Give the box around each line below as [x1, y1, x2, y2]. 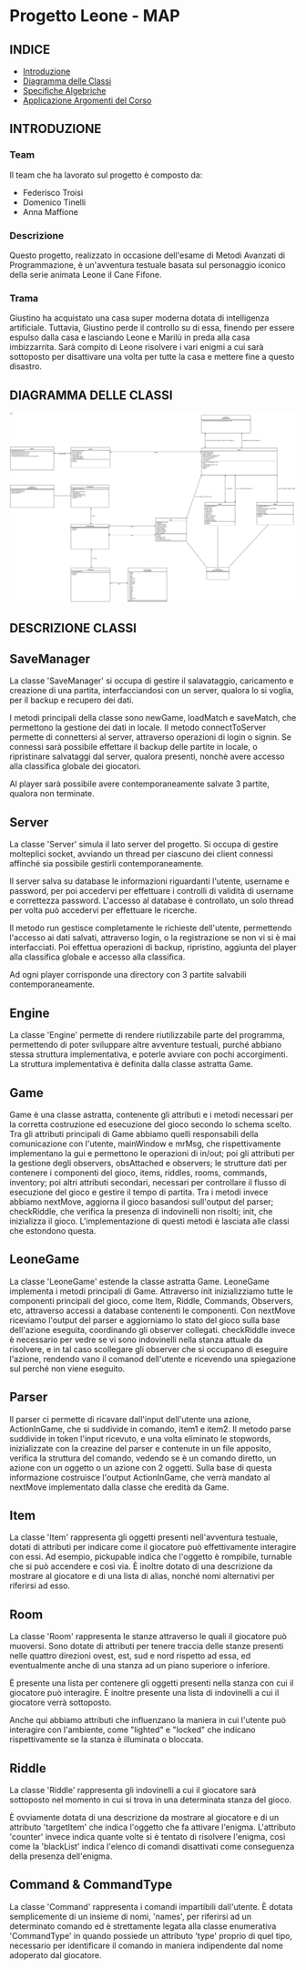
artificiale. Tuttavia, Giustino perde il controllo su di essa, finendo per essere [9, 323, 295, 333]
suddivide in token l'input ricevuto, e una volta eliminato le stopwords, [9, 1432, 271, 1444]
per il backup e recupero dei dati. [9, 694, 134, 706]
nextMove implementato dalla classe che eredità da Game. [9, 1482, 229, 1493]
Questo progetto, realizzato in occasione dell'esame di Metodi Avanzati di [9, 250, 285, 261]
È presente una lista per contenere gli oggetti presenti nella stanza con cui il [9, 1678, 294, 1688]
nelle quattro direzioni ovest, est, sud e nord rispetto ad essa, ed [9, 1650, 251, 1661]
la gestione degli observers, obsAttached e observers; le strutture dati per [9, 1157, 287, 1168]
